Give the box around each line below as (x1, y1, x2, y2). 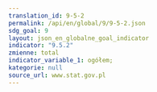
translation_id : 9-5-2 (8, 11, 85, 20)
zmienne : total (8, 49, 60, 57)
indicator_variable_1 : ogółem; (8, 57, 114, 65)
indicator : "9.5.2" (8, 42, 74, 50)
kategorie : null (8, 64, 63, 72)
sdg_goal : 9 (8, 26, 48, 34)
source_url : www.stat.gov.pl (8, 71, 106, 79)
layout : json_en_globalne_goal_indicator (8, 34, 150, 42)
